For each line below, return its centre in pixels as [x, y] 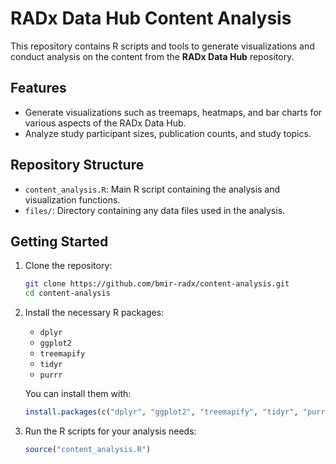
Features [38, 88]
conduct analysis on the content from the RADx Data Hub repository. [152, 56]
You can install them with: [78, 394]
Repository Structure [77, 165]
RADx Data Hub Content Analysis [151, 18]
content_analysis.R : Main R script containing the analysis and [152, 189]
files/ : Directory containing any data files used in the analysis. [155, 210]
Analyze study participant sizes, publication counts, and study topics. [168, 133]
